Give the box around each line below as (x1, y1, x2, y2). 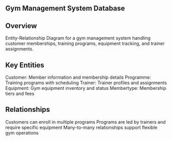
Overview (5, 21, 37, 30)
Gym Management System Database (5, 4, 125, 13)
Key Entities (5, 61, 45, 69)
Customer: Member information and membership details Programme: (5, 74, 151, 81)
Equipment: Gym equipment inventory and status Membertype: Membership (5, 85, 166, 91)
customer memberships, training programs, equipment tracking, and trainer (5, 40, 165, 46)
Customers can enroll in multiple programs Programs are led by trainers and (5, 119, 166, 125)
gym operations (5, 130, 39, 136)
